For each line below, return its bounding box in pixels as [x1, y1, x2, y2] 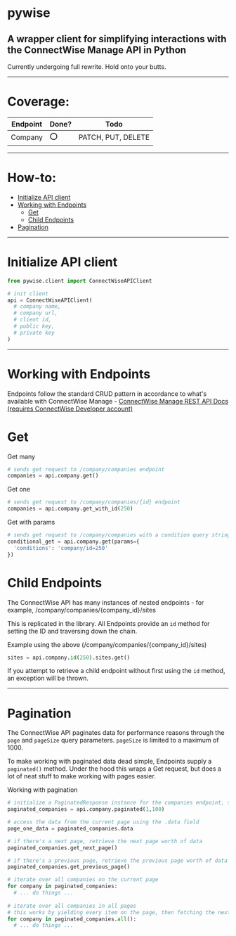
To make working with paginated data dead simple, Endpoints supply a [7, 757, 212, 766]
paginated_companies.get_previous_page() [7, 864, 131, 871]
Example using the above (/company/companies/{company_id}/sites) [7, 640, 207, 648]
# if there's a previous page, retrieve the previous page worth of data [7, 857, 228, 864]
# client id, [13, 316, 52, 323]
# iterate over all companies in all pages [7, 902, 137, 909]
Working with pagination [7, 786, 78, 794]
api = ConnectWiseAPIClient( [7, 297, 93, 304]
